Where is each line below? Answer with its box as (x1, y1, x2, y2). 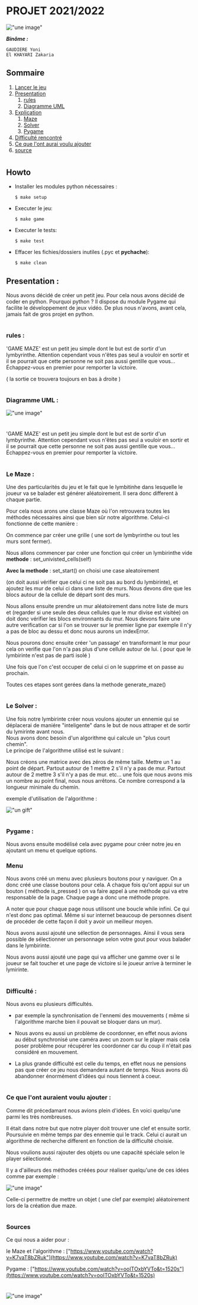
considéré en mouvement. (14, 1049, 79, 1056)
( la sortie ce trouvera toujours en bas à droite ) (6, 375, 121, 382)
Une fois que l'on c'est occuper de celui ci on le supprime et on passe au (6, 663, 184, 670)
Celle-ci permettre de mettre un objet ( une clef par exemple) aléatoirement (6, 1195, 190, 1203)
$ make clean (14, 260, 47, 266)
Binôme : (6, 35, 28, 42)
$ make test (14, 238, 44, 244)
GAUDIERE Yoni (6, 46, 41, 53)
